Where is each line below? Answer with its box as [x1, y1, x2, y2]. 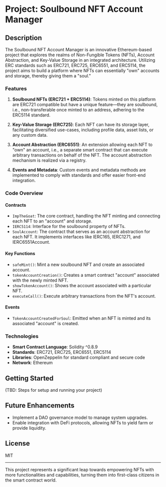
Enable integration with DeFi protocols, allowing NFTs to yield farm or [12, 419, 154, 425]
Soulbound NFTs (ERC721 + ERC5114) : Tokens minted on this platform [12, 96, 156, 102]
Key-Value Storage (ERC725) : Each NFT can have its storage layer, [12, 122, 150, 128]
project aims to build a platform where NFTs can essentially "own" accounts [5, 68, 160, 74]
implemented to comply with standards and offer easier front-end [12, 172, 146, 178]
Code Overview [5, 190, 43, 197]
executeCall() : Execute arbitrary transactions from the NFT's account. [12, 293, 156, 299]
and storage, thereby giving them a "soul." [5, 73, 91, 78]
